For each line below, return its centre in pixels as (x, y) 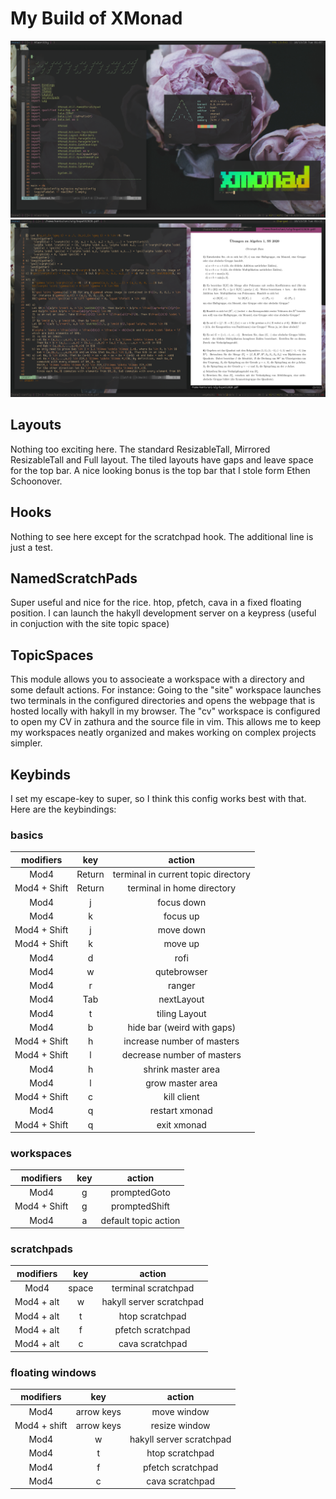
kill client (181, 1097)
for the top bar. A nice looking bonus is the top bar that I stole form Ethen (160, 470)
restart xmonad (181, 1111)
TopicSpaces (52, 655)
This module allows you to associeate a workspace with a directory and (157, 679)
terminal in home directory (182, 888)
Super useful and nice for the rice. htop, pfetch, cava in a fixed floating (156, 603)
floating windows (53, 1372)
